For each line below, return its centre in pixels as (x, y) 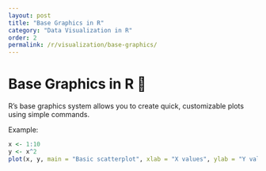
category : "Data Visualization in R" (70, 30)
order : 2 (23, 38)
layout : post (30, 15)
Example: (23, 130)
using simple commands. (49, 115)
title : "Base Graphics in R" (56, 23)
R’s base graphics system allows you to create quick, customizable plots (126, 106)
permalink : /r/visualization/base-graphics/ (83, 45)
